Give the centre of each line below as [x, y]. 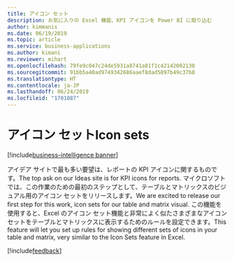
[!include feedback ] [35, 251]
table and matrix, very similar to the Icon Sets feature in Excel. [96, 237]
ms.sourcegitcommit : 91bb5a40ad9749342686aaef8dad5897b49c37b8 [101, 72]
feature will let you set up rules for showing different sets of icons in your [112, 230]
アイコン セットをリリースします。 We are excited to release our [129, 195]
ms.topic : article [34, 40]
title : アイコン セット [38, 14]
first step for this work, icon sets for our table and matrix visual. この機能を [115, 204]
